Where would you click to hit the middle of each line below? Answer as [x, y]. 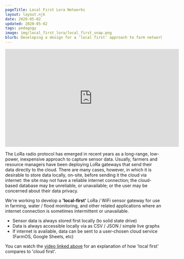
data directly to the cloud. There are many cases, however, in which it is [79, 170]
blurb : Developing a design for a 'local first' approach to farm [75, 38]
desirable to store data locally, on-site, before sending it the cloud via [76, 175]
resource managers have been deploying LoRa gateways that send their [79, 164]
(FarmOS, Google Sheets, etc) [43, 236]
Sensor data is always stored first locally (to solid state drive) [75, 220]
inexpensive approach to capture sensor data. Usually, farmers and [89, 159]
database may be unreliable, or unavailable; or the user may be [83, 185]
